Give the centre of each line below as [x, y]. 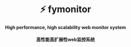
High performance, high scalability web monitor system [65, 27]
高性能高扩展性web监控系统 [65, 40]
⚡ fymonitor [65, 9]
